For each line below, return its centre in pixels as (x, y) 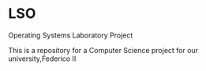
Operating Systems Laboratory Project (71, 35)
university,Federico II (42, 59)
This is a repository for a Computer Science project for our (103, 50)
